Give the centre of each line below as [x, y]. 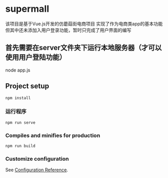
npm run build [21, 146]
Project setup [27, 86]
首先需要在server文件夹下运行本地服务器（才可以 [83, 48]
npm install [18, 98]
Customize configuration [37, 159]
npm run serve [21, 123]
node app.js [18, 70]
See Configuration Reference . [37, 170]
